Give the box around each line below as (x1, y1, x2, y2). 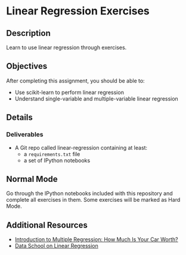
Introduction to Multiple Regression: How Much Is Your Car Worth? (14, 236, 178, 243)
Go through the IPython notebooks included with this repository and (6, 190, 173, 197)
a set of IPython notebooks (23, 157, 91, 164)
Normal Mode (6, 174, 58, 184)
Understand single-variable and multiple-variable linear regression (14, 95, 179, 102)
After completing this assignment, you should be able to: (6, 77, 145, 84)
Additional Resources (6, 220, 88, 230)
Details (6, 113, 33, 123)
